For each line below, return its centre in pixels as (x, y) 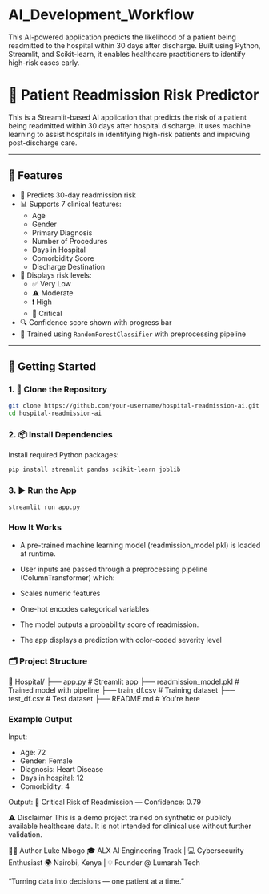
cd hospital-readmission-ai (55, 414)
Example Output (40, 719)
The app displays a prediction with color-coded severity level (120, 640)
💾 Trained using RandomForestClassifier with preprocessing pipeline (133, 334)
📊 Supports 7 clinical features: (70, 204)
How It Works (35, 527)
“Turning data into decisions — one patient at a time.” (96, 881)
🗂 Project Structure (48, 661)
